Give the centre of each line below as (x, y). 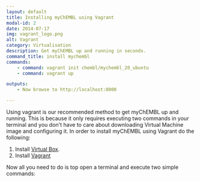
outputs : (17, 84)
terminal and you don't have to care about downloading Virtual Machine (95, 125)
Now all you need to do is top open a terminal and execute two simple (92, 167)
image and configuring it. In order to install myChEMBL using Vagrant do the (100, 131)
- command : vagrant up (45, 73)
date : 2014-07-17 (28, 29)
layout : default (26, 12)
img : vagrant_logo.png (35, 34)
